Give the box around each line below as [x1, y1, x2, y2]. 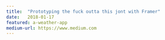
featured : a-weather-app [6, 19, 68, 25]
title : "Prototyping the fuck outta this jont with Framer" [6, 8, 161, 15]
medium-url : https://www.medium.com [6, 25, 97, 31]
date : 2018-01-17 [6, 14, 55, 20]
